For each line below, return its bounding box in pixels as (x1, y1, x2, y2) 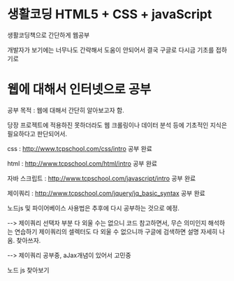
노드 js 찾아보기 (7, 266, 50, 274)
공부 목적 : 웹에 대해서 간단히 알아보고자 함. (7, 106, 124, 114)
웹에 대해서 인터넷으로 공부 (7, 82, 152, 98)
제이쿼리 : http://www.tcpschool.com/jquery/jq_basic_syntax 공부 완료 (7, 189, 206, 197)
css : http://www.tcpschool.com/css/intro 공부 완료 (7, 144, 152, 152)
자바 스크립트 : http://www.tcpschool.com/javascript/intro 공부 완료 (7, 174, 196, 182)
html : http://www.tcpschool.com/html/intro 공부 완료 (7, 159, 158, 168)
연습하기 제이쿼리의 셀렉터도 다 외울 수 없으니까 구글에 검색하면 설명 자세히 (14, 227, 218, 236)
